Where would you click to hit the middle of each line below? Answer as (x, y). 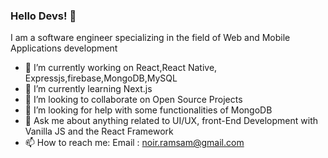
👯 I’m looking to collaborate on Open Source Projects (133, 100)
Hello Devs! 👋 (43, 16)
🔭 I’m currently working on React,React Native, (121, 68)
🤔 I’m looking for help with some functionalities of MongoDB (148, 110)
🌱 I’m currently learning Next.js (88, 89)
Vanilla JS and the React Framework (99, 131)
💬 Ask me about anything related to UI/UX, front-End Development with (171, 121)
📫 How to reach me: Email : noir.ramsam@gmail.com (134, 143)
